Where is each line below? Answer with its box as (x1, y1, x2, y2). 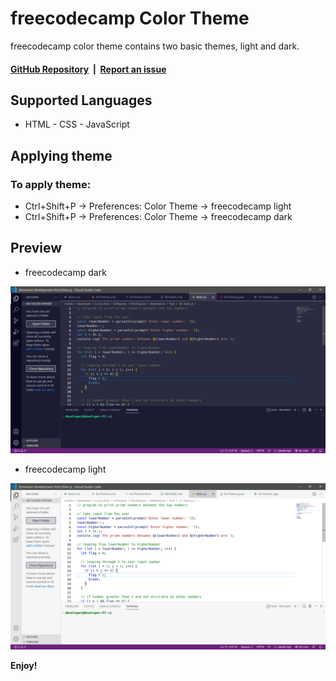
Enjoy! (10, 660, 38, 672)
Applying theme (10, 147, 113, 164)
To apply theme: (10, 177, 92, 191)
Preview (10, 240, 63, 257)
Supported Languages (10, 92, 153, 109)
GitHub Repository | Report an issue (10, 63, 167, 75)
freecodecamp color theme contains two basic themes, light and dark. (10, 40, 300, 52)
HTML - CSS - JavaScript (24, 118, 130, 131)
